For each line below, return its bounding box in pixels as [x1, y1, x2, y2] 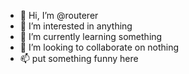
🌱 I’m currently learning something [19, 31, 163, 42]
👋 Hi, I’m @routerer [19, 10, 99, 21]
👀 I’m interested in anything [19, 20, 133, 32]
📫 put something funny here [19, 53, 139, 64]
